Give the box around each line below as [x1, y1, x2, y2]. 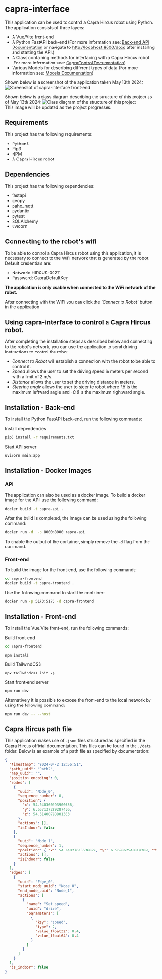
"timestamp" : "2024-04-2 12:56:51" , [9, 762, 83, 767]
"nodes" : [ [9, 780, 31, 785]
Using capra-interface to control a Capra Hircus [5, 318, 151, 326]
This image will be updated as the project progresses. [5, 104, 112, 110]
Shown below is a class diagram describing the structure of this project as [5, 94, 152, 100]
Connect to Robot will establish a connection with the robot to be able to [12, 358, 156, 364]
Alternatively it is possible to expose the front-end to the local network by [5, 697, 151, 703]
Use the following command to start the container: [5, 590, 105, 595]
